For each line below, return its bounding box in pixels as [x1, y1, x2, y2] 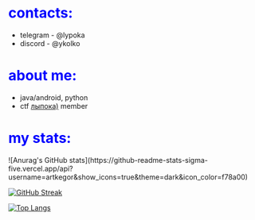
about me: [8, 67, 77, 85]
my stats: [8, 129, 72, 147]
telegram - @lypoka [19, 30, 85, 40]
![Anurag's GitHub [8, 155, 68, 164]
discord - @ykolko [19, 38, 80, 48]
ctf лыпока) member [19, 101, 88, 110]
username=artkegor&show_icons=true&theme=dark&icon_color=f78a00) [8, 172, 249, 182]
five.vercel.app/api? [8, 164, 73, 173]
